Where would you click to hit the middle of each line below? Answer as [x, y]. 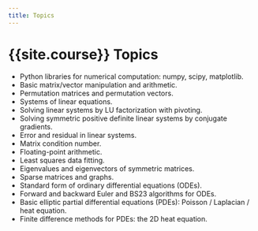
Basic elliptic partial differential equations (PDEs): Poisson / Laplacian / [135, 202]
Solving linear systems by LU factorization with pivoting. [111, 110]
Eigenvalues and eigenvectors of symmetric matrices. [107, 168]
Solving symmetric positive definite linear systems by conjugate [123, 118]
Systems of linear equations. [66, 101]
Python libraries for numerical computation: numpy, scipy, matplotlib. [131, 76]
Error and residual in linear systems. [78, 135]
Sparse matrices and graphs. [67, 177]
